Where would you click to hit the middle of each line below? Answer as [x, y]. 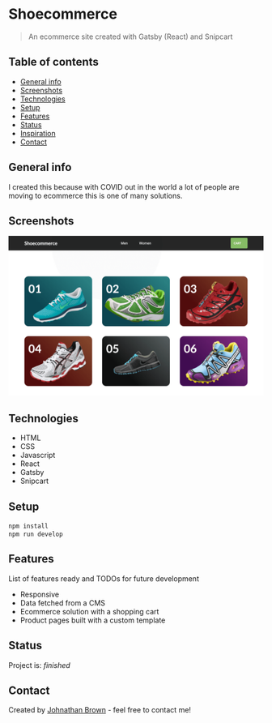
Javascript [38, 456]
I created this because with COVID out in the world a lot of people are [124, 186]
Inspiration [38, 133]
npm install [28, 526]
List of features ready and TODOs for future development [104, 578]
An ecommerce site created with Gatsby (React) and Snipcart [130, 36]
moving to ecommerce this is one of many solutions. [96, 195]
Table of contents [53, 62]
